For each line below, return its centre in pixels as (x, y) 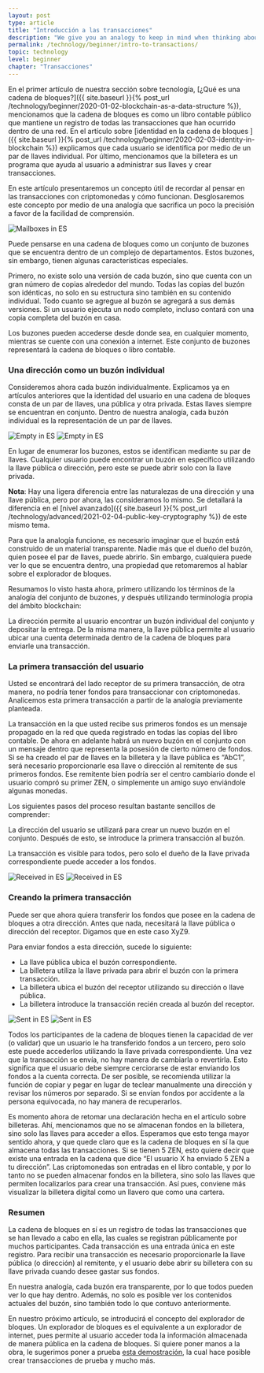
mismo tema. (29, 525)
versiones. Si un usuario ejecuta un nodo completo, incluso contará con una (131, 309)
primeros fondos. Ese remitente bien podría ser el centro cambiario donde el (132, 774)
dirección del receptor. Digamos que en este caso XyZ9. (99, 931)
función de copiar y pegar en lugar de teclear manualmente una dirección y (130, 1085)
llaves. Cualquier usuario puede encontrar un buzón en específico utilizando (132, 460)
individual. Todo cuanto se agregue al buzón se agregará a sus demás (122, 301)
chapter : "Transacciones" (50, 67)
